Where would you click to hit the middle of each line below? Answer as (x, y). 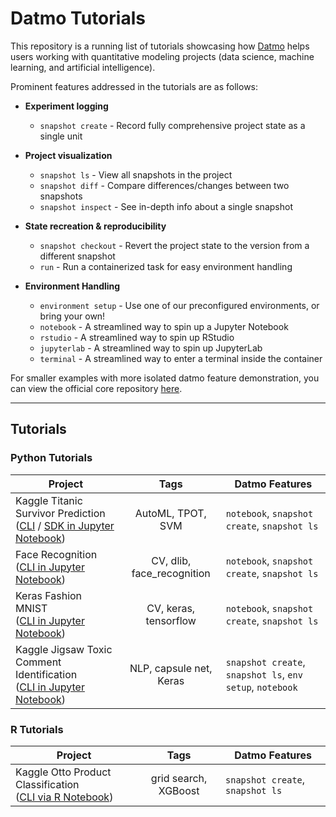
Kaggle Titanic (49, 500)
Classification (47, 784)
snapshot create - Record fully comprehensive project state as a (172, 125)
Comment (38, 662)
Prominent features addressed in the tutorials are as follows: (134, 86)
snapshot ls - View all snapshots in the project (136, 174)
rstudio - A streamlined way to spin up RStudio (137, 337)
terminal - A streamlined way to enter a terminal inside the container (181, 358)
